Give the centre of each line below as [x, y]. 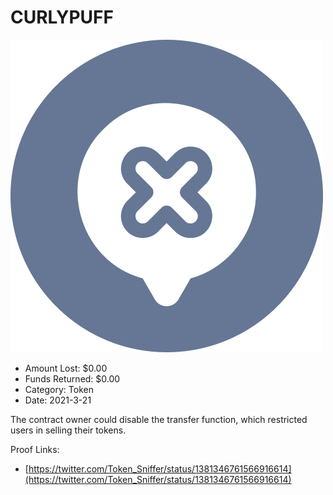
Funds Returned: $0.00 [72, 378]
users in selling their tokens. [68, 430]
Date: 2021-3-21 [58, 400]
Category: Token [59, 389]
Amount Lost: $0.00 [66, 368]
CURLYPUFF [62, 17]
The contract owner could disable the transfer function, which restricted [159, 419]
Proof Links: [35, 449]
